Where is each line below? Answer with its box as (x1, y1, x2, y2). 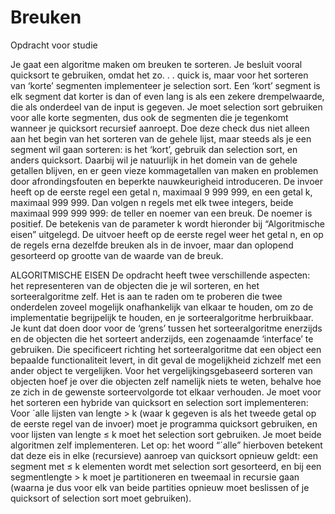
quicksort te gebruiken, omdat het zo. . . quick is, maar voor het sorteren (10, 69, 309, 81)
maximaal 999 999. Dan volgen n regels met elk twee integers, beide (10, 196, 294, 208)
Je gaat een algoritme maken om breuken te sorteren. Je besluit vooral (10, 58, 303, 70)
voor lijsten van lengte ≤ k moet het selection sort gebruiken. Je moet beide (10, 428, 322, 440)
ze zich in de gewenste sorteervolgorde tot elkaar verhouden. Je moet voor (10, 386, 322, 398)
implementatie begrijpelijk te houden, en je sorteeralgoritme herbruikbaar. (10, 311, 314, 323)
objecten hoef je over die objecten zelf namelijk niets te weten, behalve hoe (10, 375, 322, 387)
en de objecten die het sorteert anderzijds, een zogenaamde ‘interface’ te (10, 332, 314, 345)
